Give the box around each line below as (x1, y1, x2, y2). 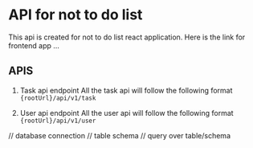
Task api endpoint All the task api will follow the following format (19, 85, 233, 95)
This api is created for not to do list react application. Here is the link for (8, 32, 246, 42)
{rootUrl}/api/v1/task (19, 94, 96, 102)
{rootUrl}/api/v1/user (19, 117, 96, 125)
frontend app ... (8, 40, 60, 50)
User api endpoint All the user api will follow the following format (19, 108, 235, 117)
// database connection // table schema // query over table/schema (8, 130, 231, 140)
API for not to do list (8, 6, 143, 24)
